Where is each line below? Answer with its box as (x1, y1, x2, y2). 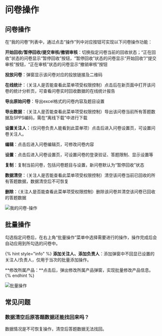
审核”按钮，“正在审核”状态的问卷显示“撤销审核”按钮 (5, 62, 108, 67)
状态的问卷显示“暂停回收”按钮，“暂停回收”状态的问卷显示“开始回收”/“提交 (11, 55, 157, 61)
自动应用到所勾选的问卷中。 (5, 240, 60, 246)
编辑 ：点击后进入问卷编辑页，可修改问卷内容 (5, 142, 94, 147)
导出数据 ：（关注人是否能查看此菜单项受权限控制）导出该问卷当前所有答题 (5, 109, 151, 114)
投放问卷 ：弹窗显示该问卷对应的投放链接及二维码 (5, 72, 103, 78)
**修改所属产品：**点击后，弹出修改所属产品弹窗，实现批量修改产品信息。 (5, 267, 154, 273)
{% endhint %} (5, 272, 35, 278)
